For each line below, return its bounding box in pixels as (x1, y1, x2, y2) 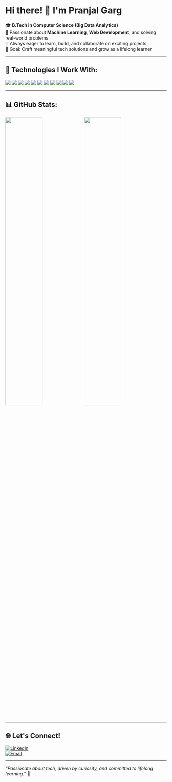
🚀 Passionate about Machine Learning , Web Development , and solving (5, 29, 156, 35)
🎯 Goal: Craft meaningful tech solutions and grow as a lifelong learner (5, 46, 152, 52)
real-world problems (5, 34, 49, 41)
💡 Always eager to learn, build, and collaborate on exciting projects (5, 40, 147, 46)
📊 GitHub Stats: (5, 100, 58, 109)
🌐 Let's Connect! (5, 731, 60, 740)
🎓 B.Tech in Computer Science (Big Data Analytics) (5, 22, 119, 28)
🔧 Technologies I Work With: (5, 66, 98, 74)
